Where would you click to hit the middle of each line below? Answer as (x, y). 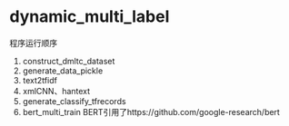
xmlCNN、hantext (56, 91)
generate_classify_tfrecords (74, 101)
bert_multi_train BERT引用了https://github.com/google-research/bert (151, 111)
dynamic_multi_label (90, 17)
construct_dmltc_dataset (69, 61)
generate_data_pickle (63, 71)
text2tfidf (40, 80)
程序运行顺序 (33, 43)
